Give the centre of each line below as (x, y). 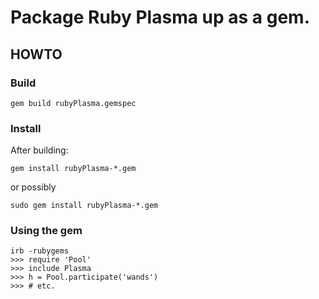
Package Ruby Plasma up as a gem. (160, 17)
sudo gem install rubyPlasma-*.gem (84, 206)
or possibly (33, 187)
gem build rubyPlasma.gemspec (73, 103)
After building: (39, 150)
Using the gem (46, 231)
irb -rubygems (40, 251)
